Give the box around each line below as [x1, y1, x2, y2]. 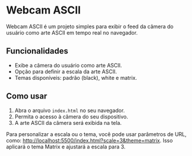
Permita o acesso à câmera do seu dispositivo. [14, 113, 128, 120]
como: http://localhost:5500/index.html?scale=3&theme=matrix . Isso [6, 137, 173, 144]
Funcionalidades [6, 46, 69, 56]
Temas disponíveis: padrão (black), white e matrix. [14, 74, 137, 81]
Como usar [6, 91, 48, 101]
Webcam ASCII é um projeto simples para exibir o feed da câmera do [6, 23, 174, 30]
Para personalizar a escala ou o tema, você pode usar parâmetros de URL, [6, 130, 187, 138]
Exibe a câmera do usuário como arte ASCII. [14, 62, 123, 69]
